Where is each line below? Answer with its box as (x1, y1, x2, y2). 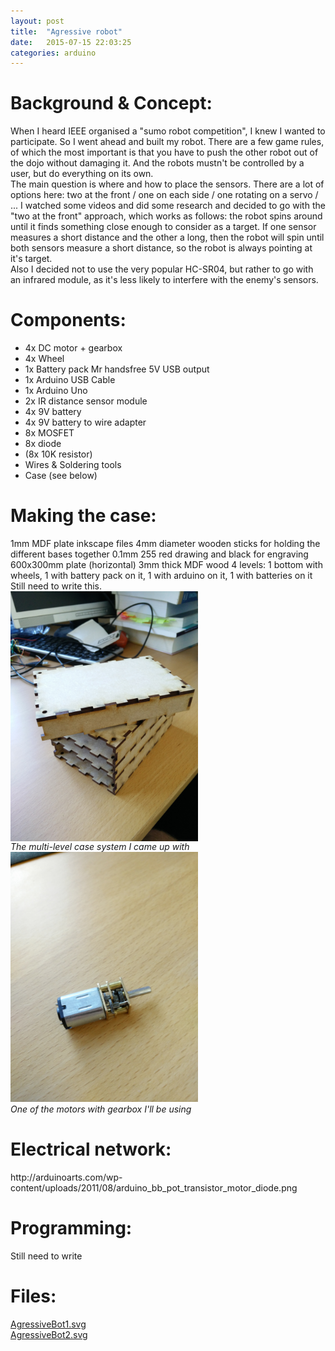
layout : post (10, 16, 65, 26)
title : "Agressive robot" (10, 26, 123, 37)
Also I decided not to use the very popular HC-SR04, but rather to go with (10, 263, 314, 275)
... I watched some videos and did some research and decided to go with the (10, 200, 326, 212)
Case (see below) (24, 470, 98, 482)
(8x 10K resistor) (24, 448, 93, 460)
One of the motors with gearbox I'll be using (10, 1103, 192, 1115)
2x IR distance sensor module (24, 395, 148, 407)
